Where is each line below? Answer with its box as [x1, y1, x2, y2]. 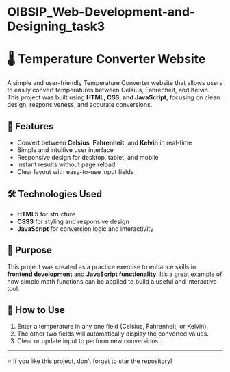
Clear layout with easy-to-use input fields [16, 167, 134, 175]
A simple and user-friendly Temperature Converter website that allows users [7, 79, 223, 87]
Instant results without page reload [16, 160, 116, 169]
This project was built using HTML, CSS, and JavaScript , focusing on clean [7, 93, 220, 101]
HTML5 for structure [16, 210, 76, 218]
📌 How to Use [7, 304, 65, 316]
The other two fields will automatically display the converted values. [16, 330, 209, 338]
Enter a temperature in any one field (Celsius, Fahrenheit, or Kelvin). [16, 323, 209, 331]
